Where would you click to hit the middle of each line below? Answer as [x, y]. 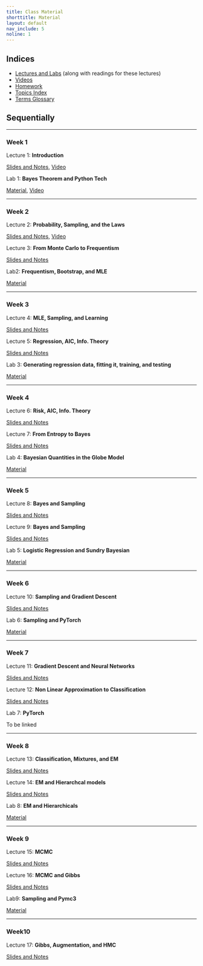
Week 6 [18, 583]
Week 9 [18, 839]
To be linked [22, 724]
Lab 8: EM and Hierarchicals [42, 806]
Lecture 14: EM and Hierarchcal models [56, 782]
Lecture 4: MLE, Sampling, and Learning [57, 318]
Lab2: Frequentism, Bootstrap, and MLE [57, 272]
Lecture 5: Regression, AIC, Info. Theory [57, 341]
